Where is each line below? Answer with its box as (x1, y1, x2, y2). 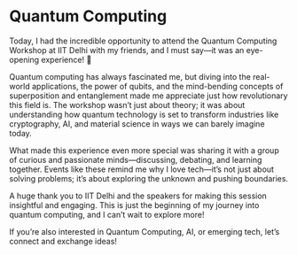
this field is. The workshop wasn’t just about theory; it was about (9, 99, 246, 110)
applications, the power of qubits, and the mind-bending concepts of (31, 81, 284, 91)
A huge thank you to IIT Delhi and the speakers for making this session (9, 190, 268, 201)
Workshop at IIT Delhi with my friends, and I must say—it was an (9, 44, 245, 55)
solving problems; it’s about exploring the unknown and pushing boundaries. (9, 173, 289, 183)
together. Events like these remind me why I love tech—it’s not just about (9, 164, 275, 174)
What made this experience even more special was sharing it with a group (9, 144, 279, 156)
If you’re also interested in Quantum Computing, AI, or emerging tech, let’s (9, 226, 280, 236)
